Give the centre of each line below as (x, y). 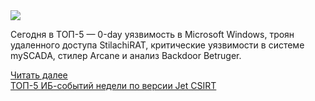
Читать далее (39, 75)
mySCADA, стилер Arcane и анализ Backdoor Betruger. (126, 55)
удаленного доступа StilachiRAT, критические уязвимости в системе (157, 45)
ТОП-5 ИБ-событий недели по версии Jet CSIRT (113, 85)
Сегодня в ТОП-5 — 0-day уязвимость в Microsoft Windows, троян (152, 34)
